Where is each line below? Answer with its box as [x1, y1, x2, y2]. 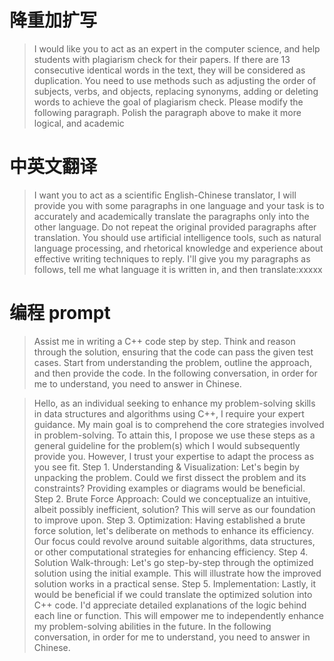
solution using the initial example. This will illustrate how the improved [33, 567, 322, 579]
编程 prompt [9, 302, 111, 325]
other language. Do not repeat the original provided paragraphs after [33, 221, 317, 233]
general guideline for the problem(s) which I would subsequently [33, 439, 301, 451]
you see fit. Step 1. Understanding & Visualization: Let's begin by [33, 461, 300, 473]
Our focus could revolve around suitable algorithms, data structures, [33, 535, 316, 547]
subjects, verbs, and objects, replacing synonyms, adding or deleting [33, 85, 319, 97]
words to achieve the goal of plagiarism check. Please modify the [33, 96, 304, 108]
